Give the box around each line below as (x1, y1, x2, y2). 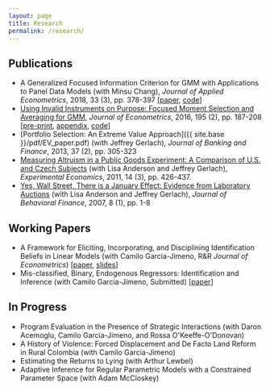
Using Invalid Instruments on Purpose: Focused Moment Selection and (19, 104, 255, 114)
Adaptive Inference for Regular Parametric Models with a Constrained (19, 364, 251, 374)
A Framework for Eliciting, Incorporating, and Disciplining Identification (19, 243, 255, 252)
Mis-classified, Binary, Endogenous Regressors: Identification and (19, 268, 239, 278)
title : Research (8, 19, 63, 27)
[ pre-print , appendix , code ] (19, 121, 111, 131)
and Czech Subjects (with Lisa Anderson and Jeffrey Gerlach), (19, 164, 228, 173)
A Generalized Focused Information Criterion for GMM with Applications (19, 78, 260, 88)
